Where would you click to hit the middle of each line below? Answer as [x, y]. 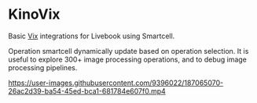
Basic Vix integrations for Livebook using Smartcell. [92, 36]
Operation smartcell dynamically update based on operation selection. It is [128, 51]
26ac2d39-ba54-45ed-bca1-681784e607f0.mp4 [87, 91]
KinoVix [34, 14]
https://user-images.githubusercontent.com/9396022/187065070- [116, 83]
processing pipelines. [43, 67]
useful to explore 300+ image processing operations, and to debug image [128, 59]
